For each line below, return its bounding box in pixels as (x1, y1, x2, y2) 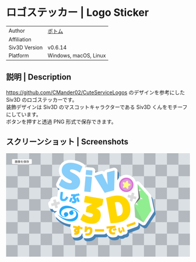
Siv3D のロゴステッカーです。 (6, 96, 78, 103)
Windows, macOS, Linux (47, 52, 106, 59)
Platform (8, 52, 29, 59)
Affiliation (8, 36, 32, 43)
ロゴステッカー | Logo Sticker (6, 6, 149, 19)
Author (8, 27, 25, 35)
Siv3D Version (8, 44, 43, 51)
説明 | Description (6, 72, 72, 82)
